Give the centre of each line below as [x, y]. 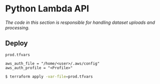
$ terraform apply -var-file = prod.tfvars [49, 77]
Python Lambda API [47, 9]
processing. [18, 27]
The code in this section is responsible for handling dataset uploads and [80, 22]
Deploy [17, 43]
